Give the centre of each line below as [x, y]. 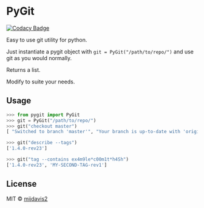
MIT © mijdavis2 [27, 198]
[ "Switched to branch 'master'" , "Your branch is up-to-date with [93, 132]
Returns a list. [23, 70]
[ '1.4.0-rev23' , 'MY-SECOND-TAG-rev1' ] [57, 165]
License [22, 184]
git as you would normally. [39, 58]
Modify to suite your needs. [41, 81]
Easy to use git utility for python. [47, 40]
